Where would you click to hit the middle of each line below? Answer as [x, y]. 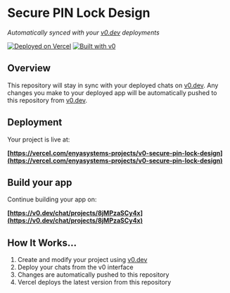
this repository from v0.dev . [47, 100]
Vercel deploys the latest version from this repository [94, 282]
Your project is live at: [39, 139]
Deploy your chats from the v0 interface [75, 267]
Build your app [40, 182]
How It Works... [42, 243]
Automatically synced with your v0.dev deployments [83, 32]
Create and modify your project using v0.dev [82, 260]
